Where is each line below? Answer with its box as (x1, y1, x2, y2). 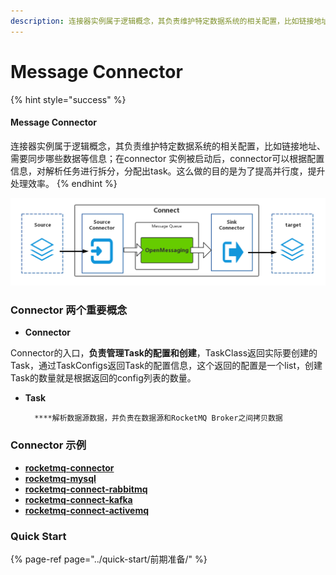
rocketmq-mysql (24, 472, 97, 484)
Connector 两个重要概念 (10, 303, 128, 317)
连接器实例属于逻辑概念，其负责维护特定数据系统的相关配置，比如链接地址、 (10, 140, 326, 152)
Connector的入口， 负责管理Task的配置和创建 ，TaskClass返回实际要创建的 (10, 347, 318, 359)
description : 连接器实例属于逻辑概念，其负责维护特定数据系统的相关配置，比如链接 (10, 16, 315, 26)
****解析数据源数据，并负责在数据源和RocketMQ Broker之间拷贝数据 (34, 413, 283, 424)
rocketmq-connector (24, 461, 115, 474)
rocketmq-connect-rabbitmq (24, 483, 148, 495)
